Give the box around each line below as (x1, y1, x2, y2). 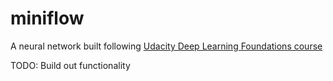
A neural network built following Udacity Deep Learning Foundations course (10, 40, 323, 52)
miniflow (10, 7, 85, 30)
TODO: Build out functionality (10, 59, 131, 71)
